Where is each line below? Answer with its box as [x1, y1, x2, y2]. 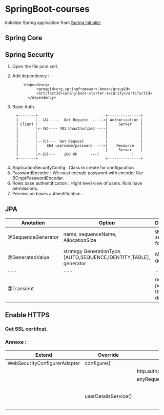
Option [99, 219, 115, 226]
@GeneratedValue [7, 254, 50, 260]
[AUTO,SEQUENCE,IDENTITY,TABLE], [63, 254, 150, 260]
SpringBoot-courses [5, 3, 90, 15]
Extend [35, 351, 52, 358]
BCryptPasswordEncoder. [12, 175, 64, 181]
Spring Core [5, 34, 42, 42]
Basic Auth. [12, 104, 36, 110]
